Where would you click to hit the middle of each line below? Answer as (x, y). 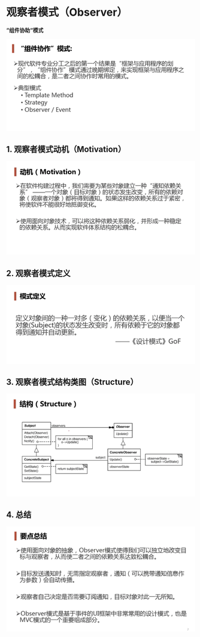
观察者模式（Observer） (67, 12)
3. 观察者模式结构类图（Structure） (72, 382)
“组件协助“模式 (25, 30)
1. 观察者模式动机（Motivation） (66, 149)
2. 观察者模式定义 (38, 273)
